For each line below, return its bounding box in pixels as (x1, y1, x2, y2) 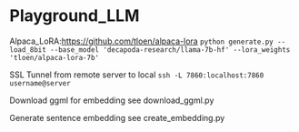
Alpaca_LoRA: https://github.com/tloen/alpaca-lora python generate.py (9, 36, 274, 46)
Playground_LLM (9, 5, 140, 26)
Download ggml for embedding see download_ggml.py (9, 95, 214, 106)
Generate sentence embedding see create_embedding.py (9, 112, 225, 123)
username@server (9, 78, 71, 87)
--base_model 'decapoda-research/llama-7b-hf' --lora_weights (49, 45, 291, 55)
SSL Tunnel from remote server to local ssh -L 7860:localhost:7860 (9, 69, 264, 80)
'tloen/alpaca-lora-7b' (9, 53, 100, 62)
